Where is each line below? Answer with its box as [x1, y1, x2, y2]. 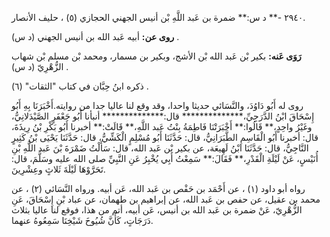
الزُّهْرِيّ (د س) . [11, 61, 69, 72]
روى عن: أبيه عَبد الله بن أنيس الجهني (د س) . [11, 31, 180, 42]
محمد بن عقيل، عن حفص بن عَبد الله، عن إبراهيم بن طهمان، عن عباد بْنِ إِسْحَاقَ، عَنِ [11, 193, 321, 205]
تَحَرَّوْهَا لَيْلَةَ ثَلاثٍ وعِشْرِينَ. [11, 163, 106, 175]
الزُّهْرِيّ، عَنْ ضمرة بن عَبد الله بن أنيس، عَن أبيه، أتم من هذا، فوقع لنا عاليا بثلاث [11, 204, 303, 216]
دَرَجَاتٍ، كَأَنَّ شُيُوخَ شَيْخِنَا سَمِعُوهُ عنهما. [11, 215, 154, 226]
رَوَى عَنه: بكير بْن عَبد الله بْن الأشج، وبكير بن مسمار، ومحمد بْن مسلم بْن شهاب [11, 50, 302, 62]
